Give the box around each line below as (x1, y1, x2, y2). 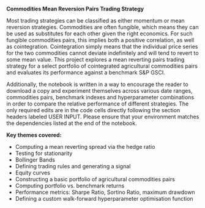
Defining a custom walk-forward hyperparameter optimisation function (15, 195, 194, 202)
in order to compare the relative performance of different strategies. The (6, 100, 189, 107)
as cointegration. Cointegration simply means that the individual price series (6, 43, 198, 50)
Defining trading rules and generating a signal (15, 163, 131, 170)
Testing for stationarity (15, 149, 73, 157)
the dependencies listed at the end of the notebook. (6, 120, 137, 127)
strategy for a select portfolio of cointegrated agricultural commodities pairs (6, 62, 198, 70)
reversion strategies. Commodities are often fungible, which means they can (6, 24, 199, 30)
